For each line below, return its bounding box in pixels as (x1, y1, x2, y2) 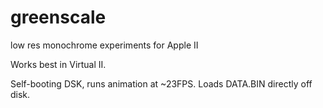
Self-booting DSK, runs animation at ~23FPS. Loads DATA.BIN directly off (10, 77, 313, 90)
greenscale (10, 6, 107, 29)
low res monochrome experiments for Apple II (10, 39, 199, 51)
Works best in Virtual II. (10, 58, 107, 70)
